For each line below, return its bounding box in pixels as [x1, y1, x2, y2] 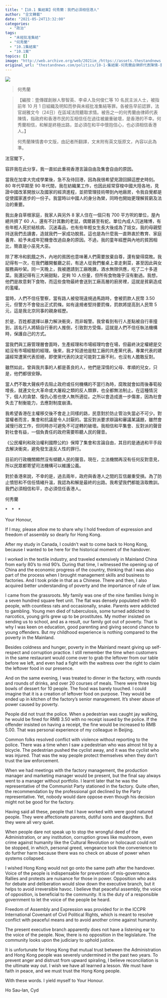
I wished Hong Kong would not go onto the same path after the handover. [5, 865, 156, 871]
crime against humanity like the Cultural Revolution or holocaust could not [5, 839, 157, 846]
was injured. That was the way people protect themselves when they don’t [5, 752, 158, 759]
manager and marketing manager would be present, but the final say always [5, 773, 161, 779]
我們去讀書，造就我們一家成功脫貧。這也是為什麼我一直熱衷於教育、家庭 [13, 231, 162, 237]
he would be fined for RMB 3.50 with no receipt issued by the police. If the [5, 716, 158, 722]
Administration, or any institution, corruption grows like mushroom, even [5, 834, 153, 840]
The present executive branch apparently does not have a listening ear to [5, 926, 155, 933]
